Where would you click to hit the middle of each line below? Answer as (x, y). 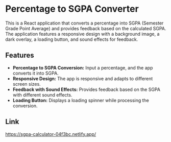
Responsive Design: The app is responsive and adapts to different (83, 78)
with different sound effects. (42, 94)
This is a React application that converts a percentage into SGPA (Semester (84, 23)
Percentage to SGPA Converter (72, 9)
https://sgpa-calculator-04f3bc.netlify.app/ (51, 134)
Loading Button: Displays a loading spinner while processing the (81, 100)
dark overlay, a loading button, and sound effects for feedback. (72, 39)
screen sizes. (27, 84)
